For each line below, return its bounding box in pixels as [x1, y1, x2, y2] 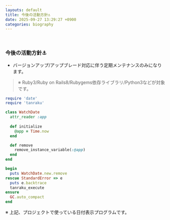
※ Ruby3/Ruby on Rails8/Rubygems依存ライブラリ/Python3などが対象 [17, 79, 165, 85]
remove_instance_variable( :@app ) [14, 148, 86, 153]
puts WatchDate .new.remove [10, 170, 67, 176]
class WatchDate [5, 110, 40, 115]
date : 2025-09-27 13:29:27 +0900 [5, 17, 77, 22]
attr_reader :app [10, 114, 47, 120]
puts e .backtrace [10, 180, 47, 185]
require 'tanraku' [5, 101, 44, 106]
